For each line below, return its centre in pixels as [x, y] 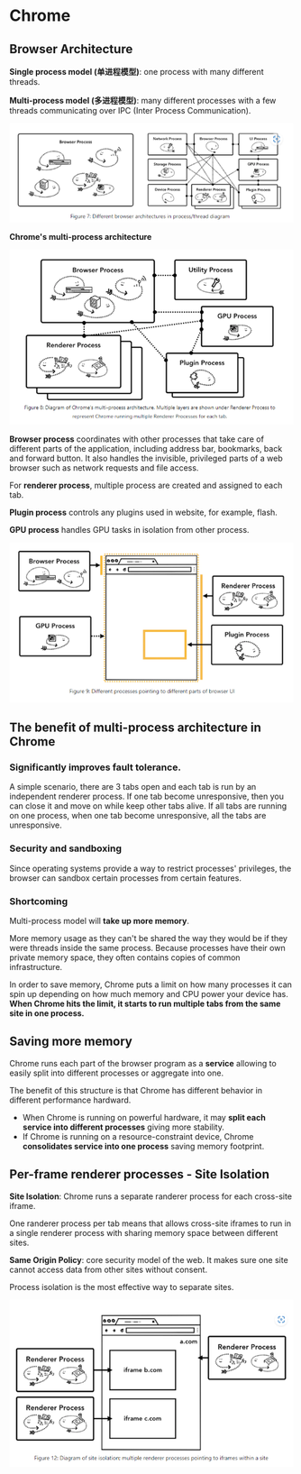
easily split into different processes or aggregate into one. [116, 1073]
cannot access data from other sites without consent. [109, 1269]
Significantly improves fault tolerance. [96, 767]
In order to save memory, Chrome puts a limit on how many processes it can [151, 984]
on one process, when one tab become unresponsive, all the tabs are [138, 816]
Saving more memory [71, 1042]
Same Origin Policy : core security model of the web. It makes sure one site [149, 1259]
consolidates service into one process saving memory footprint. [143, 1146]
